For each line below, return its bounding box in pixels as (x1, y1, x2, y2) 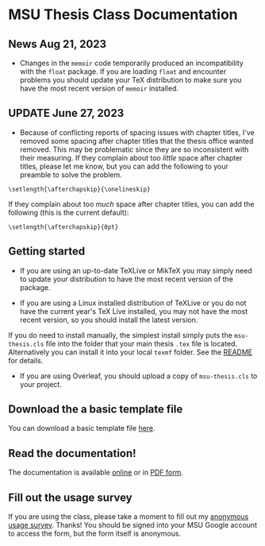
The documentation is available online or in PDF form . (8, 467, 184, 478)
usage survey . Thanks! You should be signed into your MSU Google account (8, 521, 258, 530)
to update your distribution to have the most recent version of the (19, 274, 234, 284)
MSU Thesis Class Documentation (8, 6, 238, 24)
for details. (8, 355, 44, 365)
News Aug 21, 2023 (8, 37, 107, 51)
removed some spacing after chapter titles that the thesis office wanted (19, 136, 254, 145)
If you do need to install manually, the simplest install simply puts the (8, 330, 232, 339)
